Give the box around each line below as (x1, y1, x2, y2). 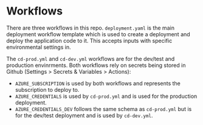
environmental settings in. (6, 43, 71, 51)
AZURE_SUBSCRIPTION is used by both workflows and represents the (15, 80, 181, 87)
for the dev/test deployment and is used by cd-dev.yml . (15, 112, 153, 119)
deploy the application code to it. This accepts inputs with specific (6, 37, 173, 44)
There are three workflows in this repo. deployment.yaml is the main (6, 24, 175, 31)
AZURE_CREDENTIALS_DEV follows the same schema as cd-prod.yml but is (15, 105, 192, 112)
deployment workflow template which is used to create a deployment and (6, 30, 190, 37)
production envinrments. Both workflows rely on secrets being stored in (6, 62, 186, 69)
